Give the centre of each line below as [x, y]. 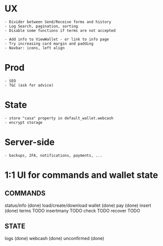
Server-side [30, 142]
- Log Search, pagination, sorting [41, 26]
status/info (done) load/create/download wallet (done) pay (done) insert [78, 205]
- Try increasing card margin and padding [49, 43]
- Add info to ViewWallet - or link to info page [57, 39]
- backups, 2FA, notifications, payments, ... [54, 155]
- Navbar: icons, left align [35, 48]
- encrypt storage [24, 122]
